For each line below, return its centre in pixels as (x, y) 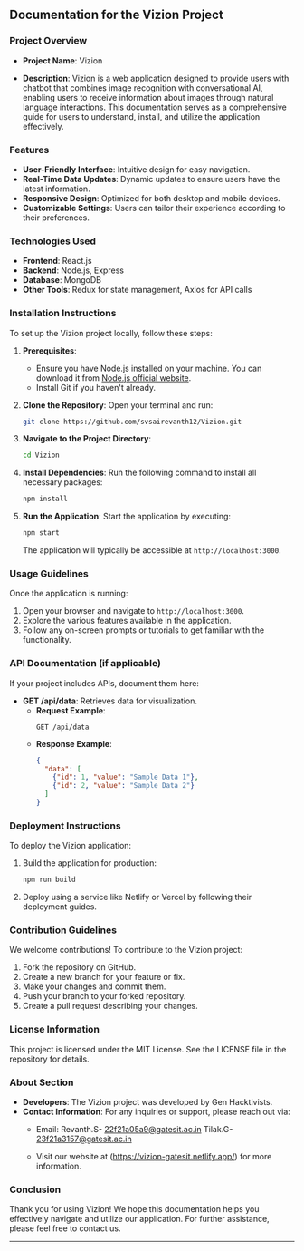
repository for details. (49, 1059)
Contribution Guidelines (63, 930)
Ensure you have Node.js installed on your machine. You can (149, 368)
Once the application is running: (69, 594)
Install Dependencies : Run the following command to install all (139, 473)
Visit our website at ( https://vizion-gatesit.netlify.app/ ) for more (154, 1156)
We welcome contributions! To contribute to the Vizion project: (126, 950)
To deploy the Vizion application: (71, 846)
